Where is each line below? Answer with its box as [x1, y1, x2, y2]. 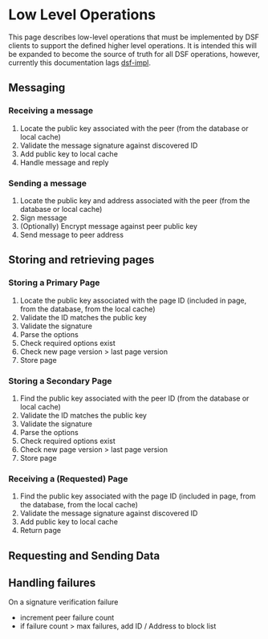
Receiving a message [8, 105, 94, 116]
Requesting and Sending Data [8, 548, 160, 563]
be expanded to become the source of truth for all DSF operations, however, [8, 49, 261, 59]
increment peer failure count [19, 613, 115, 623]
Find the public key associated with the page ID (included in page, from [19, 491, 256, 501]
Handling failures [8, 576, 96, 589]
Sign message [19, 213, 67, 222]
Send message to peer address [19, 230, 124, 239]
